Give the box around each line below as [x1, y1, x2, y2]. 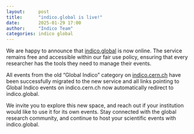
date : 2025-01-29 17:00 [6, 20, 82, 26]
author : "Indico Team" [6, 25, 73, 32]
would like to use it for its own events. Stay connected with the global [6, 108, 177, 116]
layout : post [6, 8, 50, 15]
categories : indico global [6, 31, 73, 37]
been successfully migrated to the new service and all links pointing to [6, 78, 180, 85]
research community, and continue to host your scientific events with [6, 114, 176, 122]
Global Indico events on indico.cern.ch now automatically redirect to [6, 84, 174, 91]
